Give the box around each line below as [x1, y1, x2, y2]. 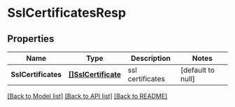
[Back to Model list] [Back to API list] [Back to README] [7, 92, 168, 100]
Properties [7, 33, 55, 45]
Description [130, 54, 171, 63]
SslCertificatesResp [7, 5, 127, 21]
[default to [180, 65, 215, 75]
